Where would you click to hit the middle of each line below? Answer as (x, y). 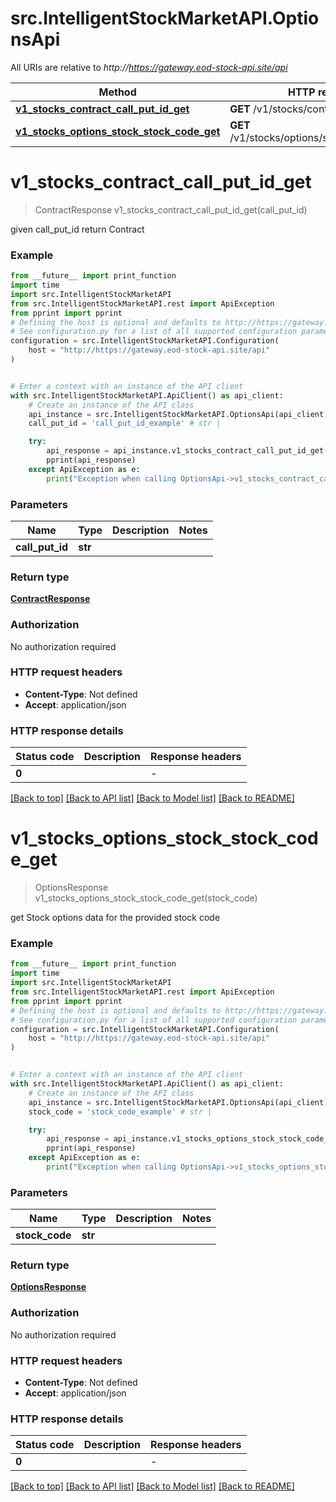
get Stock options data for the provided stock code (115, 918)
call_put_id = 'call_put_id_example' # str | (125, 423)
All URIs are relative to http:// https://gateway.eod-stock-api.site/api (149, 67)
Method (117, 92)
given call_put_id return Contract (77, 229)
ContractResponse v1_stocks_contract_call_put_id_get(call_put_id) (171, 209)
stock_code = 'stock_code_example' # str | (120, 1112)
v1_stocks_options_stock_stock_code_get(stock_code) (146, 898)
